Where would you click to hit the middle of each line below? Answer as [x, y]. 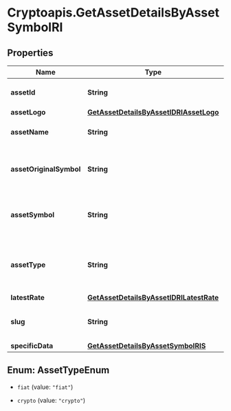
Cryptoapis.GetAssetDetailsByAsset [113, 13]
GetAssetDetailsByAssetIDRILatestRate [153, 298]
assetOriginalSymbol [46, 169]
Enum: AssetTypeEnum [58, 370]
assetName [30, 132]
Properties [30, 53]
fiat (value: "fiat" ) [45, 387]
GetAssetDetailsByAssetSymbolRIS [146, 346]
